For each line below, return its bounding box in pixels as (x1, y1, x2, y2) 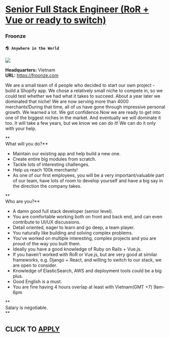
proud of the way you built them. (12, 241, 81, 247)
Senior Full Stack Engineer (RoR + (5, 4, 149, 15)
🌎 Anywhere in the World (5, 46, 59, 51)
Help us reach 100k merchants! (12, 167, 78, 173)
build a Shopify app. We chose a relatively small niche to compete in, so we (5, 88, 163, 94)
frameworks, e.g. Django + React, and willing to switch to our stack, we (12, 257, 162, 263)
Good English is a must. (12, 278, 62, 285)
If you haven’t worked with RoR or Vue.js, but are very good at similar (12, 251, 157, 258)
